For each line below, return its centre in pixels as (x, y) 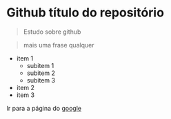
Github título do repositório (85, 13)
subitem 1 (40, 65)
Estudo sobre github (52, 32)
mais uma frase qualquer (59, 45)
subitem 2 (41, 73)
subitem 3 (41, 80)
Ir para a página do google (44, 108)
